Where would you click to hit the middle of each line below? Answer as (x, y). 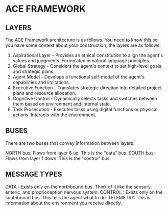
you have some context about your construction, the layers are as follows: (83, 45)
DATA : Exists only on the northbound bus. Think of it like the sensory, (79, 187)
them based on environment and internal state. (62, 104)
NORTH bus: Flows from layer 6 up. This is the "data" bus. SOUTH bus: (80, 153)
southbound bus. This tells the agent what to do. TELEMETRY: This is (78, 197)
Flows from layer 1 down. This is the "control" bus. (58, 158)
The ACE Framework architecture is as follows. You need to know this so (81, 40)
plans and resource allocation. (44, 93)
